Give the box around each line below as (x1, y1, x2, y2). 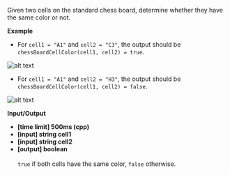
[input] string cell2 (17, 137, 73, 146)
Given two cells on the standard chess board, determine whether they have (7, 6, 224, 14)
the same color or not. (7, 13, 71, 22)
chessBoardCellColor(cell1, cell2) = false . (17, 82, 148, 90)
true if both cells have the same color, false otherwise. (17, 160, 176, 168)
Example (7, 27, 33, 35)
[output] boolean (17, 145, 68, 153)
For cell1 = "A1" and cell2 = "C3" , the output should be (17, 40, 181, 48)
